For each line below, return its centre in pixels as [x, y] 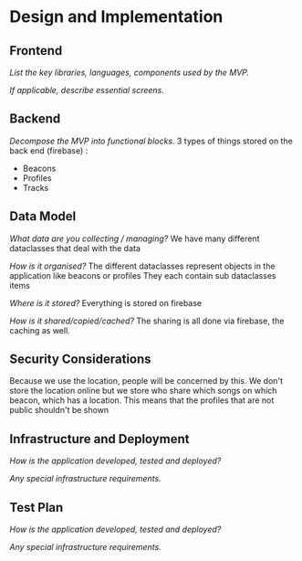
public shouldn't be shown [59, 410]
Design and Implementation [116, 17]
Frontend [36, 51]
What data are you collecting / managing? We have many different [135, 238]
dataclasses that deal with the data [75, 248]
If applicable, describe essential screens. [87, 90]
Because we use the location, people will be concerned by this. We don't [146, 381]
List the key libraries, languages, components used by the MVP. [130, 72]
